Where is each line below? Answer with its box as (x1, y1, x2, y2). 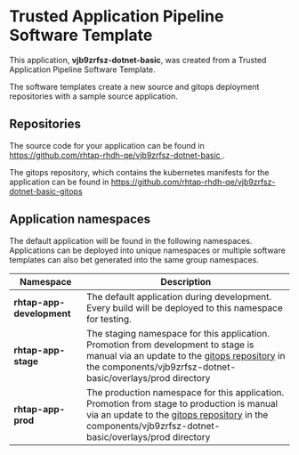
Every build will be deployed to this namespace (85, 301, 283, 313)
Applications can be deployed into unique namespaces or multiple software (9, 245, 287, 256)
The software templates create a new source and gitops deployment (9, 81, 260, 92)
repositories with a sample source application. (9, 91, 178, 102)
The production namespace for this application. (85, 386, 285, 398)
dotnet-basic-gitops (9, 185, 83, 197)
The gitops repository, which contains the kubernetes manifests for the (9, 167, 270, 177)
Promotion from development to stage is (85, 338, 255, 351)
